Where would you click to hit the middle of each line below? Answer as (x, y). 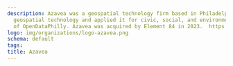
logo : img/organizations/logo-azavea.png (68, 33)
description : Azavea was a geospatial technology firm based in (102, 13)
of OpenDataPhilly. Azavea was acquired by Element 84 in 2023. (108, 26)
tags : (15, 45)
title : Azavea (28, 52)
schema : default (31, 39)
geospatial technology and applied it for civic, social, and (105, 20)
